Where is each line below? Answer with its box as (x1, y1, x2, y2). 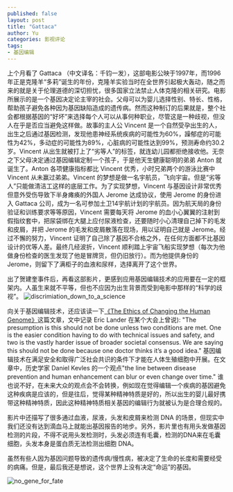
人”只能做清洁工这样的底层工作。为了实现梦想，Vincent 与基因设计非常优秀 (7, 181, 222, 190)
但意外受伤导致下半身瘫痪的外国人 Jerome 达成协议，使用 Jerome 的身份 (7, 190, 216, 199)
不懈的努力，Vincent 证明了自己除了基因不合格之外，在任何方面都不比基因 (12, 233, 225, 242)
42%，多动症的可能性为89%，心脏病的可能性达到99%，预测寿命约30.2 (19, 138, 225, 147)
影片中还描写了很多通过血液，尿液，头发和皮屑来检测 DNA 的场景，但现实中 (7, 413, 225, 421)
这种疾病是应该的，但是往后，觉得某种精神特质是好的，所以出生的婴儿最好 (7, 390, 220, 398)
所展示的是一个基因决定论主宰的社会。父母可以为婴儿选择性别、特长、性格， (7, 95, 226, 103)
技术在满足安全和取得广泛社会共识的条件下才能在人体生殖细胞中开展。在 (12, 355, 220, 363)
